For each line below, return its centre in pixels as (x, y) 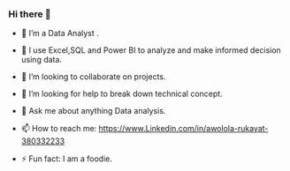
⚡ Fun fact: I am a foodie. (66, 159)
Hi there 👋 (30, 14)
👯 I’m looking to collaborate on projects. (93, 77)
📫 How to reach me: (59, 129)
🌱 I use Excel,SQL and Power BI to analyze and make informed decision (151, 50)
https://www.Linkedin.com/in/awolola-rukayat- (183, 129)
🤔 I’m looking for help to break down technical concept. (122, 94)
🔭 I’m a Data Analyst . (60, 33)
